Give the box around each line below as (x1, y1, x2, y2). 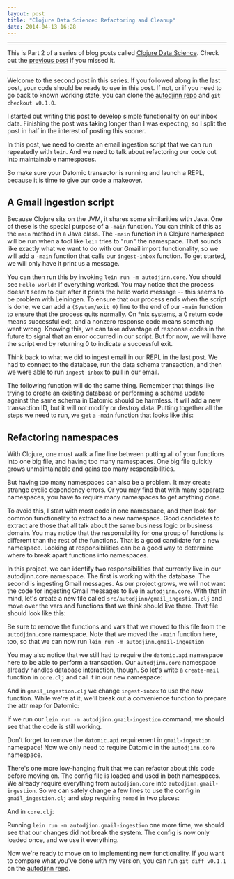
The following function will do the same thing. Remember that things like (7, 382, 214, 390)
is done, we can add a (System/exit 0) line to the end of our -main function (7, 303, 224, 311)
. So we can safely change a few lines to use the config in (35, 786, 201, 795)
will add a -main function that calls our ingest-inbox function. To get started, (7, 252, 226, 260)
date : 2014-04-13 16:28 (7, 23, 77, 30)
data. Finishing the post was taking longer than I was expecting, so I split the (7, 119, 226, 128)
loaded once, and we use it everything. (7, 836, 119, 844)
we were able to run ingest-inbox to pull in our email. (7, 368, 160, 377)
